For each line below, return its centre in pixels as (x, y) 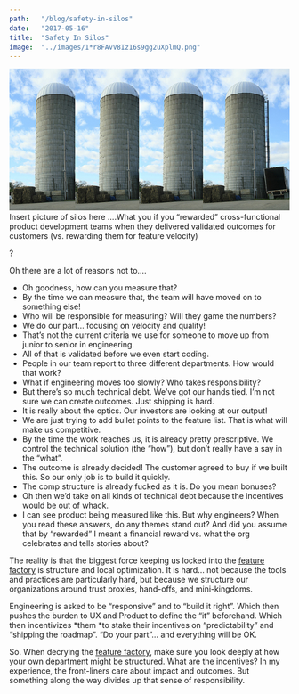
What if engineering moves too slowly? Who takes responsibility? (141, 382)
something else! (52, 306)
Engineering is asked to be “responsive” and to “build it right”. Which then (144, 607)
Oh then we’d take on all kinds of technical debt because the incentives (153, 496)
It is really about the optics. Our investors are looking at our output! (145, 411)
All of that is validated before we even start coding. (115, 354)
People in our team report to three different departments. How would (148, 363)
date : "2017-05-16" (49, 28)
